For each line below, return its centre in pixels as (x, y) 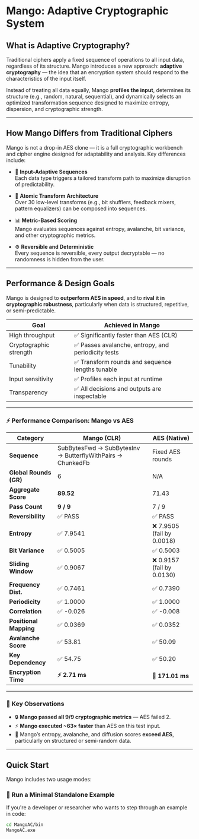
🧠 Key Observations (35, 704)
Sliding (19, 563)
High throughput (32, 335)
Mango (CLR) (102, 438)
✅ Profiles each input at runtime (118, 379)
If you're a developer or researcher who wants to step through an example (97, 808)
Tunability (23, 365)
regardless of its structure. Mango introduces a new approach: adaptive (94, 66)
